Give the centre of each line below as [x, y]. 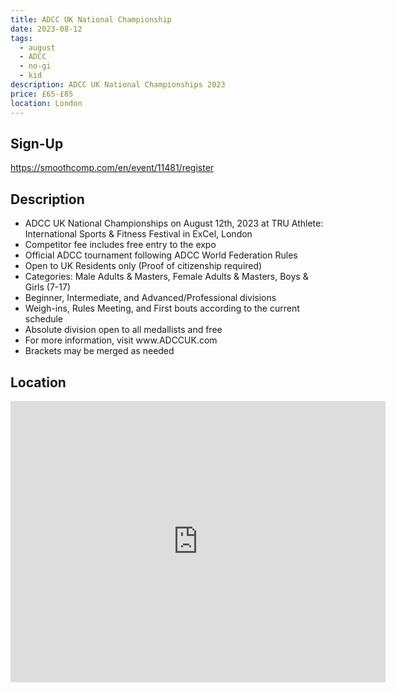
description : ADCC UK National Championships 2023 [118, 85]
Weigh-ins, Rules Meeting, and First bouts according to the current [162, 308]
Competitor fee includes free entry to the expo [120, 245]
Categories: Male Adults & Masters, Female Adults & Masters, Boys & [166, 277]
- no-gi [35, 66]
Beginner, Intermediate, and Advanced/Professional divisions [150, 298]
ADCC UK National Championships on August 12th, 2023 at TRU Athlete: [174, 223]
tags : [21, 38]
